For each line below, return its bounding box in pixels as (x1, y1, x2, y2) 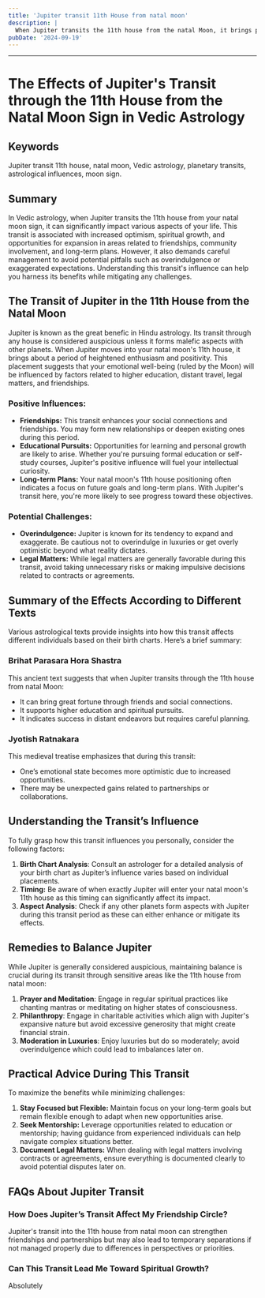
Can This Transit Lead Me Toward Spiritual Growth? (8, 1262, 210, 1274)
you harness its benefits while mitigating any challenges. (8, 272, 192, 281)
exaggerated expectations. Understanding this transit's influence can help (8, 264, 249, 273)
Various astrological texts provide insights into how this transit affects (8, 627, 234, 636)
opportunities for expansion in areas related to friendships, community (8, 238, 237, 248)
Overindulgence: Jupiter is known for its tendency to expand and (19, 529, 233, 538)
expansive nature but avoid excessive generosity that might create (19, 1019, 236, 1029)
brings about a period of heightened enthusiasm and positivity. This (8, 353, 228, 362)
